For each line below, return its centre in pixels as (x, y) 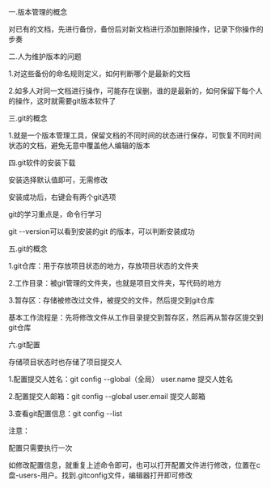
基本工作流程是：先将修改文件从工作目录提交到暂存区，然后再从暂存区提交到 (136, 317)
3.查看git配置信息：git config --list (66, 414)
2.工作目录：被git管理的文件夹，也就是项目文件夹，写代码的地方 (115, 283)
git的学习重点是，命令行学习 (55, 214)
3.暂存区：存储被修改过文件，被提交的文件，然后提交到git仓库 (111, 300)
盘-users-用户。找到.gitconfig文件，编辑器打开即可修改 (100, 475)
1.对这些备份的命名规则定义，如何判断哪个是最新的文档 (100, 74)
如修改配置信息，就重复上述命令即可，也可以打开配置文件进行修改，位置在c (134, 465)
